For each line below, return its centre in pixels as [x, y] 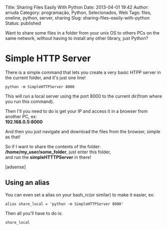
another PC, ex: [21, 116]
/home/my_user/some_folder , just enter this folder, [58, 152]
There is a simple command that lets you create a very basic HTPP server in [83, 72]
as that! [13, 137]
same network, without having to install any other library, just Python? [77, 38]
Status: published [23, 23]
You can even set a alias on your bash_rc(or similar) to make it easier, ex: [80, 194]
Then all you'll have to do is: [34, 213]
